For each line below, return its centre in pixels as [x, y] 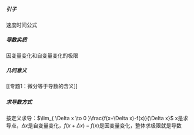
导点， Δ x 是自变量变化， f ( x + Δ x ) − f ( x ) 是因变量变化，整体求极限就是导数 [94, 125]
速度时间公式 [21, 25]
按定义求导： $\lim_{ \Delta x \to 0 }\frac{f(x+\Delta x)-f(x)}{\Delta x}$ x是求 [97, 118]
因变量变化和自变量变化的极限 [42, 55]
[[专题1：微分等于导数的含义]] [42, 86]
